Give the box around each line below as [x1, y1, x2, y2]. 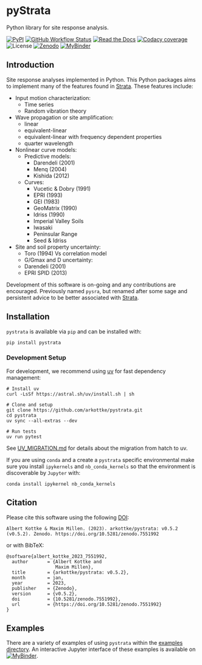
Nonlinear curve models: [15, 146, 77, 153]
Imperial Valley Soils [33, 217, 84, 224]
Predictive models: [24, 152, 71, 160]
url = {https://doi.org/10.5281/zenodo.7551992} [12, 601, 162, 607]
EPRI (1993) [33, 191, 63, 199]
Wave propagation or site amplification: [15, 113, 114, 121]
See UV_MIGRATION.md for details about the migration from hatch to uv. [6, 444, 188, 452]
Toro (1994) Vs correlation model [24, 249, 107, 257]
